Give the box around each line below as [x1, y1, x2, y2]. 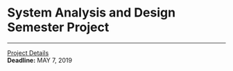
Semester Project [7, 19, 110, 35]
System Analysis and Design [7, 5, 175, 21]
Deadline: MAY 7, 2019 [7, 56, 73, 64]
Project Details [7, 48, 49, 57]
